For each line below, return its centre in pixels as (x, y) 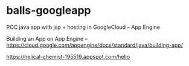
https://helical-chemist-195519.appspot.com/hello (68, 56)
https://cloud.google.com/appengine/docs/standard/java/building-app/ (94, 45)
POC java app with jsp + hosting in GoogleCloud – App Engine (83, 27)
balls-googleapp (49, 10)
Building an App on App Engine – (47, 38)
